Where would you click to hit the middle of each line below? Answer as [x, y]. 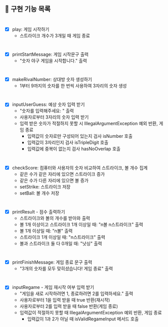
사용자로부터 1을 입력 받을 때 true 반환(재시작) [65, 300]
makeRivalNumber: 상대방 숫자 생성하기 [52, 80]
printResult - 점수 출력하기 [38, 211]
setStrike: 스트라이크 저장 [45, 187]
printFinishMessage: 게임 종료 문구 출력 [52, 262]
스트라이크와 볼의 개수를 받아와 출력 [55, 218]
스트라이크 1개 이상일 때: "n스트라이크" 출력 [62, 237]
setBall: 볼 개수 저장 [39, 193]
